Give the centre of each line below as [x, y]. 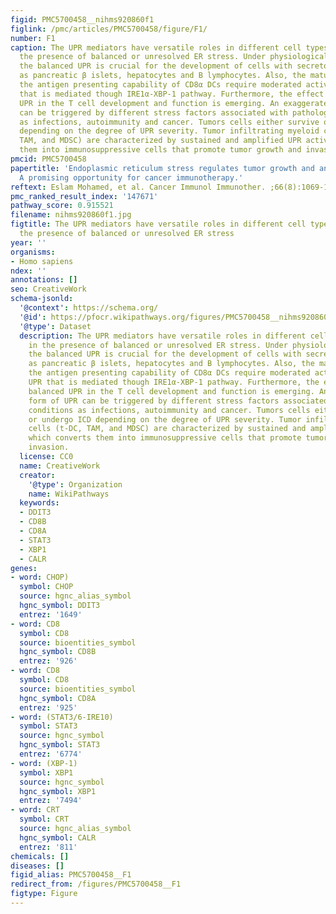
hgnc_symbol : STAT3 [60, 745]
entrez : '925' [48, 707]
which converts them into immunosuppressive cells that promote [165, 438]
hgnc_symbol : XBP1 [58, 791]
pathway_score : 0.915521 [62, 206]
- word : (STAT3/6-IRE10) [62, 717]
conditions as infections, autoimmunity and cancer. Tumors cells [169, 410]
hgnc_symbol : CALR [58, 837]
